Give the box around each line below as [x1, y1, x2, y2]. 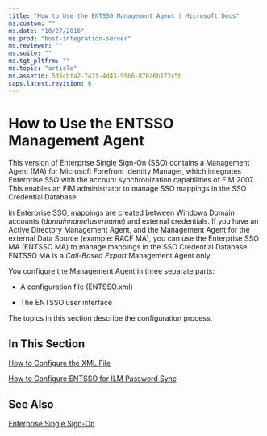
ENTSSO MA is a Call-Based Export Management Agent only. [8, 251, 212, 261]
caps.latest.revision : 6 [8, 79, 92, 87]
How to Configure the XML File [8, 358, 111, 368]
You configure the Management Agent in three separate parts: [8, 266, 215, 276]
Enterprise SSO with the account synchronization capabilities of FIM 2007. [8, 175, 256, 185]
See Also [8, 397, 54, 411]
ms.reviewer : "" [8, 42, 63, 50]
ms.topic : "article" [8, 65, 78, 73]
